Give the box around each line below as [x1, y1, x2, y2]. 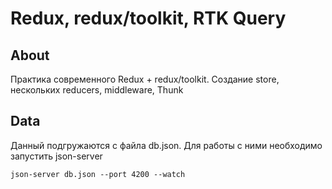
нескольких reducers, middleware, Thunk [10, 84, 184, 96]
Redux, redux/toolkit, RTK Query [10, 7, 287, 30]
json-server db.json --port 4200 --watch [10, 169, 186, 179]
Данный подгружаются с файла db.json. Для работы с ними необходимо [10, 139, 323, 151]
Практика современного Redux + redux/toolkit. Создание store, [10, 73, 280, 85]
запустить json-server [10, 150, 103, 162]
